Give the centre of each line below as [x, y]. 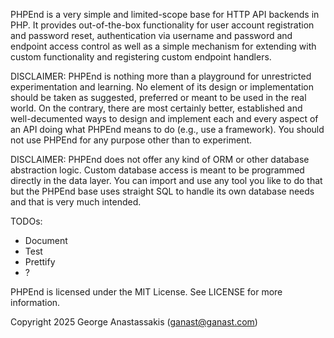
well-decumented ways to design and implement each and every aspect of [164, 118]
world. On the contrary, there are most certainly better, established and [156, 108]
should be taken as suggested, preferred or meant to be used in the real [158, 97]
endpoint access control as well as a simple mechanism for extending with [163, 46]
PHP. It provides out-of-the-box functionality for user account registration [162, 25]
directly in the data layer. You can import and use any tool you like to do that [166, 180]
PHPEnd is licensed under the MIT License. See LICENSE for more [146, 292]
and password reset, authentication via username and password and [151, 35]
